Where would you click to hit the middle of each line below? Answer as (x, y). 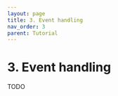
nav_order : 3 (26, 26)
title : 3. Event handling (45, 20)
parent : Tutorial (33, 33)
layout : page (26, 14)
